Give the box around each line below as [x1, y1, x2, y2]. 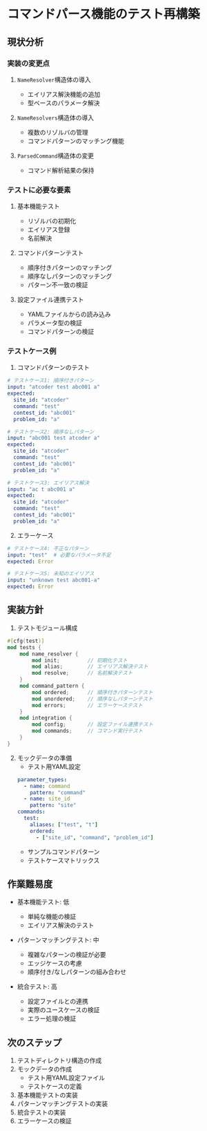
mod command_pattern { [19, 682, 85, 690]
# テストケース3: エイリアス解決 [7, 479, 90, 486]
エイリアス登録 [27, 225, 70, 234]
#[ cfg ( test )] [7, 637, 45, 644]
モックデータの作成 [17, 1065, 72, 1074]
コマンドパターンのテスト [17, 364, 90, 372]
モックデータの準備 [17, 754, 72, 762]
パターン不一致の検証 [27, 281, 88, 289]
